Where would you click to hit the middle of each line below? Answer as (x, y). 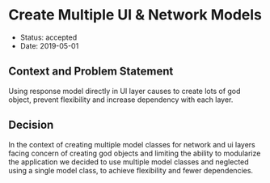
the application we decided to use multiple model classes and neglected (129, 162)
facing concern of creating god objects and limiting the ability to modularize (135, 153)
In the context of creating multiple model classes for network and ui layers (132, 144)
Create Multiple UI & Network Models (135, 15)
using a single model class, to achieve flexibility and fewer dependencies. (131, 170)
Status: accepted (49, 37)
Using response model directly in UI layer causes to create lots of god (124, 91)
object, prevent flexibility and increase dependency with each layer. (121, 100)
